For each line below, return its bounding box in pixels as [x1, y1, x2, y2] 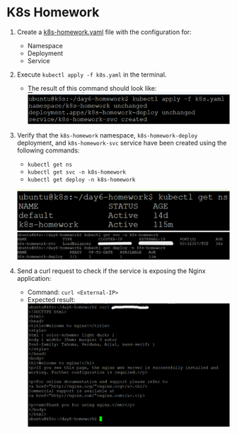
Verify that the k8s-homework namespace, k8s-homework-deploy [16, 130, 198, 139]
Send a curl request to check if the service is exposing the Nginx [16, 267, 206, 275]
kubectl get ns [27, 161, 72, 168]
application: [16, 274, 52, 283]
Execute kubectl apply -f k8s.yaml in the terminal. [16, 70, 167, 79]
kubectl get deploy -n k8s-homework [27, 176, 136, 183]
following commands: [16, 146, 80, 155]
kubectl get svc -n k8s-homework [27, 168, 127, 176]
